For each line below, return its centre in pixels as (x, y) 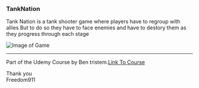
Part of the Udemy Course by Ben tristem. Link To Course (76, 62)
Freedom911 (21, 80)
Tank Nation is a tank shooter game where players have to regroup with (93, 22)
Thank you (19, 74)
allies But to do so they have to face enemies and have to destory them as (96, 28)
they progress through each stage (48, 34)
